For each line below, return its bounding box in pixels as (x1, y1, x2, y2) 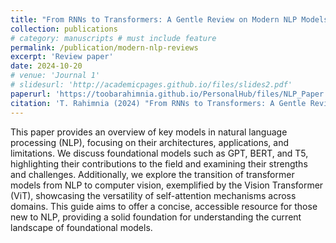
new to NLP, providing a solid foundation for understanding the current (10, 211, 302, 223)
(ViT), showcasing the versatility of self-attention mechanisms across (10, 189, 297, 201)
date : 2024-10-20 (10, 61, 83, 71)
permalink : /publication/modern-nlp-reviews (10, 42, 199, 53)
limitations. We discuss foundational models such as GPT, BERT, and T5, (10, 147, 309, 159)
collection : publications (10, 24, 118, 34)
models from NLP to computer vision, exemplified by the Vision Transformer (10, 179, 324, 191)
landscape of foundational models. (10, 221, 153, 233)
